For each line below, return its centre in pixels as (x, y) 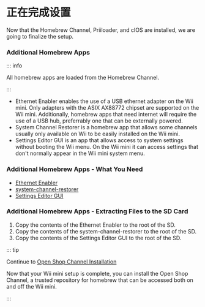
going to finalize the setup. (40, 36)
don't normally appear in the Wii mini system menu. (80, 153)
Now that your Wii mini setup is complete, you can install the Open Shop (97, 273)
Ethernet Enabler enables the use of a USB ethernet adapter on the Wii (104, 101)
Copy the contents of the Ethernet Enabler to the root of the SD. (95, 225)
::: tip (13, 249)
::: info (14, 66)
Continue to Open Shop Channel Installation (61, 262)
